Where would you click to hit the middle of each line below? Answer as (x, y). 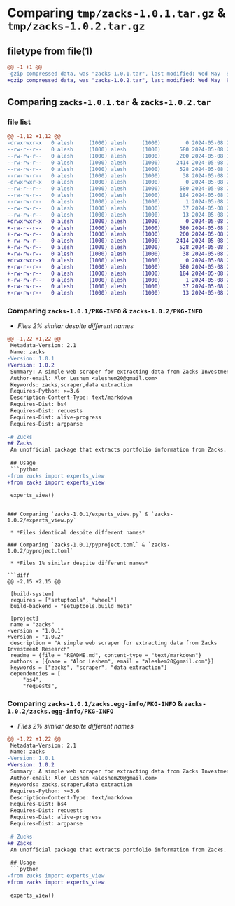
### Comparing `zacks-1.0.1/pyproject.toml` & (76, 545)
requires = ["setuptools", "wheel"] (64, 600)
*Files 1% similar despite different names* (83, 563)
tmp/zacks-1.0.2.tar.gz (76, 26)
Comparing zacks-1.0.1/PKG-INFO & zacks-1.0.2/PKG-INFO (105, 311)
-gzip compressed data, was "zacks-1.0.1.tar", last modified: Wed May (114, 74)
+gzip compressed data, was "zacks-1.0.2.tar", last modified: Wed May (114, 80)
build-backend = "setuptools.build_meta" (71, 607)
